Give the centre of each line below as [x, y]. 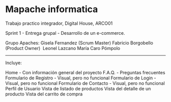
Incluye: [13, 63]
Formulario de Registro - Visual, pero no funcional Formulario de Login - [81, 78]
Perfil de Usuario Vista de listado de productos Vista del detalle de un [78, 88]
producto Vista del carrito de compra [44, 94]
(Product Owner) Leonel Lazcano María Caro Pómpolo [63, 48]
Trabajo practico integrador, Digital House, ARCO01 [59, 23]
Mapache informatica [52, 9]
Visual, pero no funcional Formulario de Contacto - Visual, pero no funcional [85, 83]
